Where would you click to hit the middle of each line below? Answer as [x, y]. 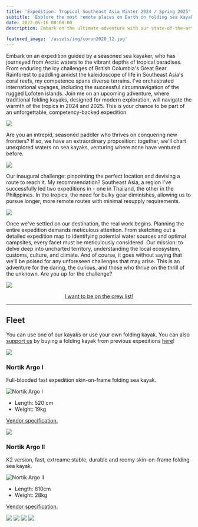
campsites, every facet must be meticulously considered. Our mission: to [95, 242]
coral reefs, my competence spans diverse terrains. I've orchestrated [90, 81]
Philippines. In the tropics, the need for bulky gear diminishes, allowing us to [99, 195]
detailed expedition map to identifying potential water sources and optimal [96, 236]
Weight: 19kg [30, 409]
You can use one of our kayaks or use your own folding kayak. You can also [98, 335]
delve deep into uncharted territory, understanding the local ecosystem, [93, 249]
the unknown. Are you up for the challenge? [59, 274]
